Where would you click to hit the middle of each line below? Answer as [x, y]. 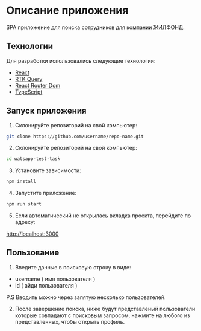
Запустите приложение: [46, 193]
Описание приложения [67, 11]
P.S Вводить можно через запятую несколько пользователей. [86, 297]
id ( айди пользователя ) [46, 285]
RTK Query [29, 79]
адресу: [25, 222]
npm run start [24, 204]
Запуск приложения [46, 111]
